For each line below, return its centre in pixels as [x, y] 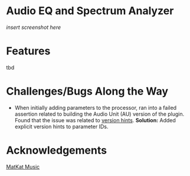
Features [28, 51]
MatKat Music [23, 167]
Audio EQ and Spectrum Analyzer [90, 11]
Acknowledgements [57, 150]
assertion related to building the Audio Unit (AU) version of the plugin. [99, 114]
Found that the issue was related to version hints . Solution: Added [95, 120]
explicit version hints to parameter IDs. [61, 126]
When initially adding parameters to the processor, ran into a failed [96, 107]
